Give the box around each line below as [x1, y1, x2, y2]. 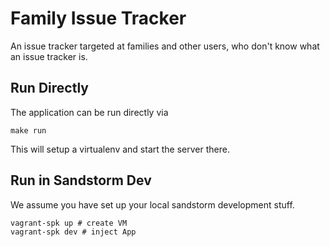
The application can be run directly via [10, 106, 169, 118]
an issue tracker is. [10, 50, 88, 62]
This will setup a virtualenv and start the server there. [10, 143, 230, 155]
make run [10, 125, 47, 136]
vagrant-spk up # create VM [10, 218, 128, 228]
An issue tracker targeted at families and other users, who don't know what [10, 40, 320, 52]
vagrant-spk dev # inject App [10, 227, 137, 237]
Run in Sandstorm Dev [10, 172, 152, 189]
